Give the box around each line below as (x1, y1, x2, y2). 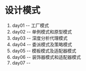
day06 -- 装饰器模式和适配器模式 (12, 54, 81, 60)
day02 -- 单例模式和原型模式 (12, 28, 72, 34)
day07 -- (12, 59, 31, 66)
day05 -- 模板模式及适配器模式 (12, 48, 76, 54)
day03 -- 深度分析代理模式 (12, 35, 68, 41)
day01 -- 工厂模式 (12, 22, 49, 28)
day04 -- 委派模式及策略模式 (12, 41, 72, 47)
